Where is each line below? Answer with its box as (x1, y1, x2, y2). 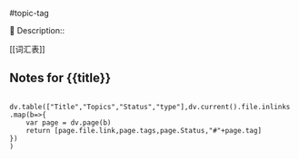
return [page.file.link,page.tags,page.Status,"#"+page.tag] (25, 126, 262, 135)
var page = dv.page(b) (25, 117, 112, 127)
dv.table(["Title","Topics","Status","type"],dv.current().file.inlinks (9, 102, 291, 111)
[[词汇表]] (9, 44, 45, 54)
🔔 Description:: (9, 25, 65, 35)
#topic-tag (9, 8, 50, 18)
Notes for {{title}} (9, 70, 112, 86)
